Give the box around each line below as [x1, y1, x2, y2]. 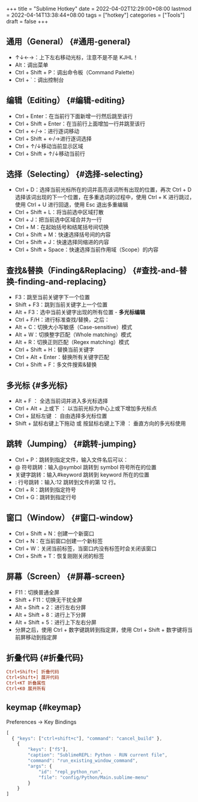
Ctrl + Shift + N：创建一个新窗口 [14, 530, 95, 537]
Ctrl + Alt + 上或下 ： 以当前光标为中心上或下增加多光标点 [14, 405, 157, 412]
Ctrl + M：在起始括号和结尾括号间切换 [14, 224, 109, 231]
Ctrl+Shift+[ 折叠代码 [6, 669, 59, 675]
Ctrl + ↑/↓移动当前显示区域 [14, 142, 84, 149]
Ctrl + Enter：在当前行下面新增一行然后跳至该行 [14, 112, 133, 119]
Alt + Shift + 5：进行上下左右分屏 [14, 619, 97, 626]
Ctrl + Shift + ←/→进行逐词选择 [14, 135, 92, 142]
